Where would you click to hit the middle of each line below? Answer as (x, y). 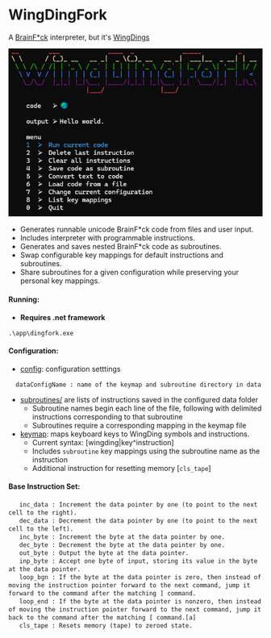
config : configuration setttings (70, 369)
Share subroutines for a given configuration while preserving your (129, 273)
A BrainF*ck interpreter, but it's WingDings (79, 37)
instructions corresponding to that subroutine (107, 416)
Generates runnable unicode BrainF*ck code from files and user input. (137, 229)
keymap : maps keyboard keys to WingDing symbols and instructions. (135, 434)
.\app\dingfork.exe (41, 333)
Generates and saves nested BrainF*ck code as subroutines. (121, 247)
